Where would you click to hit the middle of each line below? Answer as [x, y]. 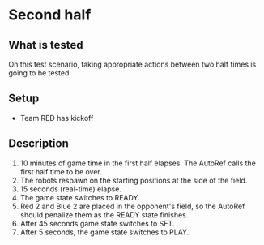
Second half [50, 15]
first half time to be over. [61, 171]
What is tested [46, 45]
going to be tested [39, 73]
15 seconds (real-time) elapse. [70, 189]
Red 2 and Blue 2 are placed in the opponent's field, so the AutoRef [132, 206]
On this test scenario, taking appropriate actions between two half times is [132, 64]
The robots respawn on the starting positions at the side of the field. [134, 180]
